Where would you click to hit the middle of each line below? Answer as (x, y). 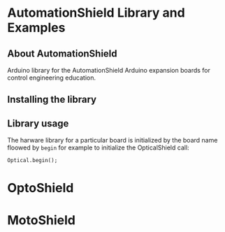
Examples (36, 28)
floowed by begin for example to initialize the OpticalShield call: (99, 147)
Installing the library (52, 100)
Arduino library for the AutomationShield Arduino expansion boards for (109, 70)
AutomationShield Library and (96, 13)
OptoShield (41, 188)
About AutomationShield (62, 53)
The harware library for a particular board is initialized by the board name (112, 140)
